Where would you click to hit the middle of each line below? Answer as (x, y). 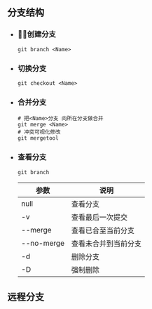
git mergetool (38, 138)
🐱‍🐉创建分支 (36, 34)
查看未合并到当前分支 (106, 243)
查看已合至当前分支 (103, 230)
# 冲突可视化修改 (39, 132)
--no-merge (43, 243)
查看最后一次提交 (99, 217)
